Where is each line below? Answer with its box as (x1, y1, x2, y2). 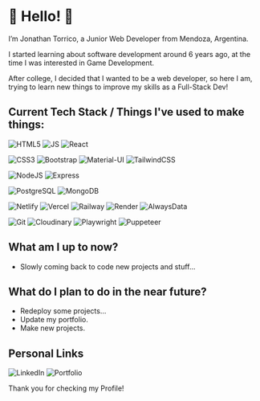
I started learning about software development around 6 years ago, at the (8, 49, 251, 59)
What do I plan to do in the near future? (8, 284, 207, 298)
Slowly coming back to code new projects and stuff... (19, 261, 196, 272)
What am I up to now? (8, 240, 119, 254)
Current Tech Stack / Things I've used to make (8, 105, 245, 119)
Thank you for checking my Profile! (8, 383, 124, 393)
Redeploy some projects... (19, 306, 107, 316)
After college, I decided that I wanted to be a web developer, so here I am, (8, 73, 253, 83)
